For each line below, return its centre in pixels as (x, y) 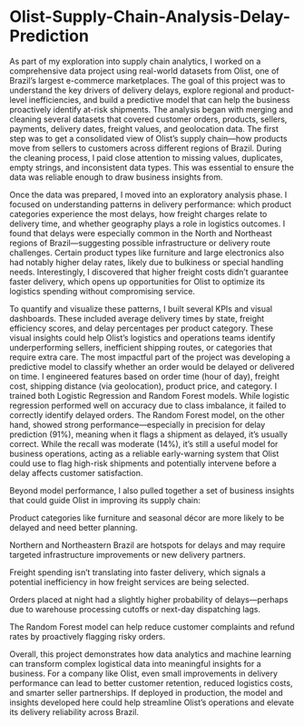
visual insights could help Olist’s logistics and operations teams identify (142, 337)
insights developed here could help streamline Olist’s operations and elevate (152, 702)
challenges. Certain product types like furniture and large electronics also (147, 253)
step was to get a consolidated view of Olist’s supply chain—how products (148, 138)
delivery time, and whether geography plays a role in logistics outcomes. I (147, 224)
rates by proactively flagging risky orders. (88, 636)
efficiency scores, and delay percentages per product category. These (142, 328)
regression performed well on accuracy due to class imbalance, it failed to (148, 405)
